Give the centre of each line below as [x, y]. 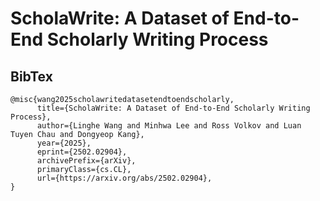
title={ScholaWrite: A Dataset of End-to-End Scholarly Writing [173, 108]
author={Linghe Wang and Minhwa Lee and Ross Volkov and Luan [169, 126]
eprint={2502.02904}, [82, 152]
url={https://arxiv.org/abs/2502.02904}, [124, 178]
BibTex [31, 76]
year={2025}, [64, 143]
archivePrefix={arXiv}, [86, 161]
